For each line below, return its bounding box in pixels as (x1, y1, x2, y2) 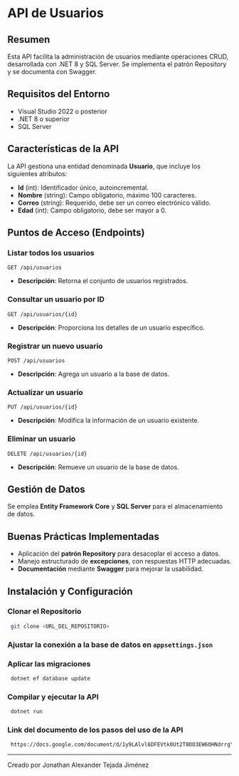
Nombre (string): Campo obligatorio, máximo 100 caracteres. (17, 190, 197, 199)
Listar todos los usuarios (7, 247, 95, 257)
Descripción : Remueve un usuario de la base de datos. (17, 462, 179, 471)
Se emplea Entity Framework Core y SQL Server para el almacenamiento (7, 502, 223, 511)
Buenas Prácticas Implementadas (7, 530, 160, 543)
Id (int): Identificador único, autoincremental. (17, 183, 149, 192)
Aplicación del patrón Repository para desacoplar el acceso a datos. (17, 549, 221, 558)
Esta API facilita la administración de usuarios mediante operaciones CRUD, (7, 52, 229, 61)
